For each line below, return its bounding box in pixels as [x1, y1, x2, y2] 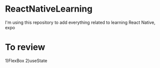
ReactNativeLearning [5, 3, 93, 15]
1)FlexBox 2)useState [5, 57, 48, 64]
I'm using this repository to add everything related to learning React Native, [5, 19, 156, 25]
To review [5, 42, 45, 53]
